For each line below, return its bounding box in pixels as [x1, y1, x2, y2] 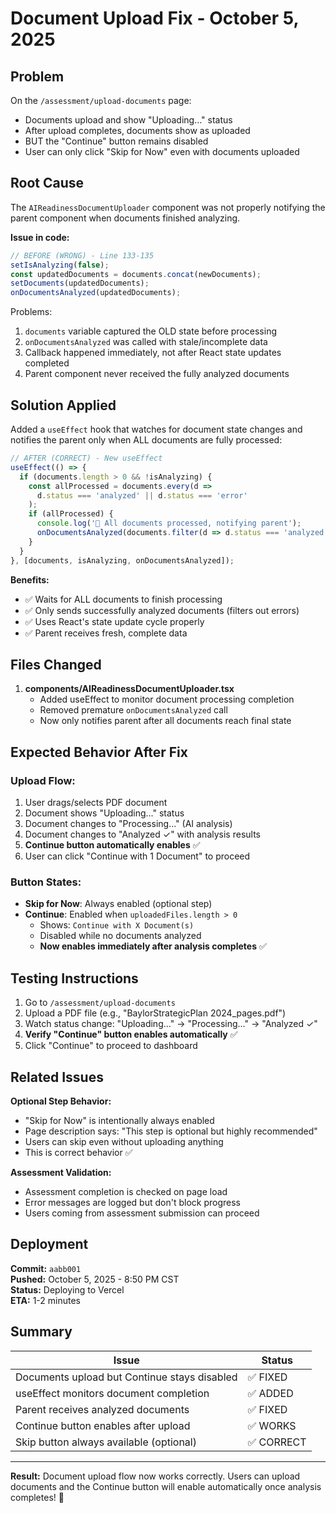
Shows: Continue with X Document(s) [39, 919, 195, 931]
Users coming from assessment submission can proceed [24, 1207, 260, 1219]
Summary [10, 1323, 73, 1341]
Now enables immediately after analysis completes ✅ [39, 940, 267, 952]
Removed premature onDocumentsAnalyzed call [39, 704, 228, 716]
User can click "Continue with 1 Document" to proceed [24, 850, 251, 862]
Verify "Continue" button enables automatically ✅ [24, 1028, 238, 1041]
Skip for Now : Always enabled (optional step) [24, 898, 213, 910]
